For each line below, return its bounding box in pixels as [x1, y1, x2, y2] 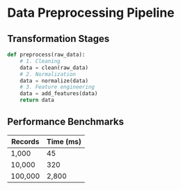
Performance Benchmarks [7, 116, 124, 128]
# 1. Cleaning [19, 57, 61, 64]
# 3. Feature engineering [19, 84, 95, 91]
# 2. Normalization [19, 71, 77, 78]
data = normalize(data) [19, 77, 89, 85]
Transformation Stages [7, 33, 110, 45]
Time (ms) [46, 136, 82, 146]
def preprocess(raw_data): [7, 51, 86, 58]
